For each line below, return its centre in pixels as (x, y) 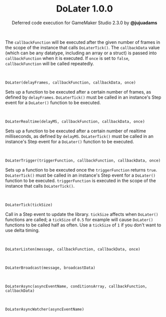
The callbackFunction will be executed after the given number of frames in (83, 42)
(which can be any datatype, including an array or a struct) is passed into (81, 53)
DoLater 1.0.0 (85, 9)
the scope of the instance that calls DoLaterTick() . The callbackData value (82, 47)
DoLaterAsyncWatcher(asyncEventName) (45, 309)
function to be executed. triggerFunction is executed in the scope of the (80, 180)
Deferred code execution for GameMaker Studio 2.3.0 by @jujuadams (85, 23)
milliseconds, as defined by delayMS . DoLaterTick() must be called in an (79, 136)
